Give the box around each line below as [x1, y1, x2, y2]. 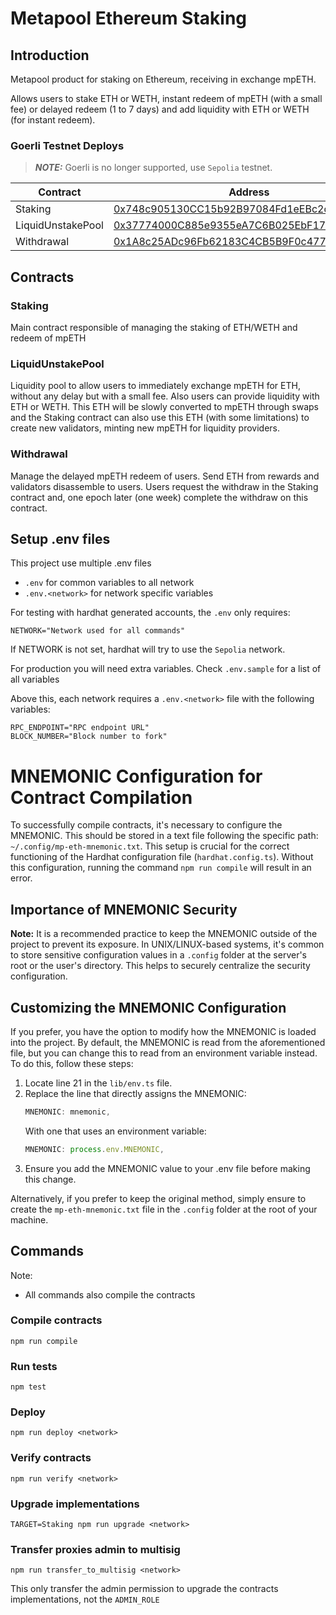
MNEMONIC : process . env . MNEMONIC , [24, 1144, 165, 1154]
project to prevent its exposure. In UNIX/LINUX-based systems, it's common [10, 938, 325, 951]
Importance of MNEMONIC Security [10, 901, 238, 918]
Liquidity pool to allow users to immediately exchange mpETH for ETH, [10, 380, 301, 392]
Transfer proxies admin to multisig [10, 1542, 181, 1556]
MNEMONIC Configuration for [10, 765, 263, 787]
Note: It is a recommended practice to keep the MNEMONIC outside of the [10, 928, 318, 940]
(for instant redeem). [10, 114, 96, 126]
